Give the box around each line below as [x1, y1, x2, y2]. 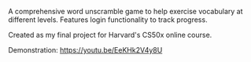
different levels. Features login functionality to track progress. [8, 15, 208, 24]
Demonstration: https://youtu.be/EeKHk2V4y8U [8, 46, 163, 54]
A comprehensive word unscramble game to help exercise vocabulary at [8, 7, 243, 16]
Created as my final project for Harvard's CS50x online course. [8, 31, 212, 39]
